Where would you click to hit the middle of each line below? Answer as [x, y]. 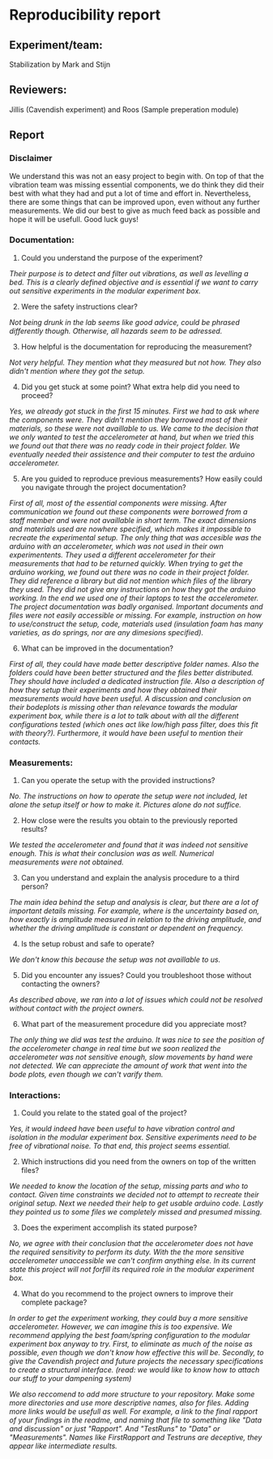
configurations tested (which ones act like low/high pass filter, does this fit [134, 724]
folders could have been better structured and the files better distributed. [131, 673]
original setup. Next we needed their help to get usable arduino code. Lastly [136, 1203]
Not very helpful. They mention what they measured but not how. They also [135, 362]
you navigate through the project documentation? [103, 487]
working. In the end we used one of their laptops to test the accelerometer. [134, 598]
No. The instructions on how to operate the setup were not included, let [128, 796]
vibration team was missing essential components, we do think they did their [137, 184]
